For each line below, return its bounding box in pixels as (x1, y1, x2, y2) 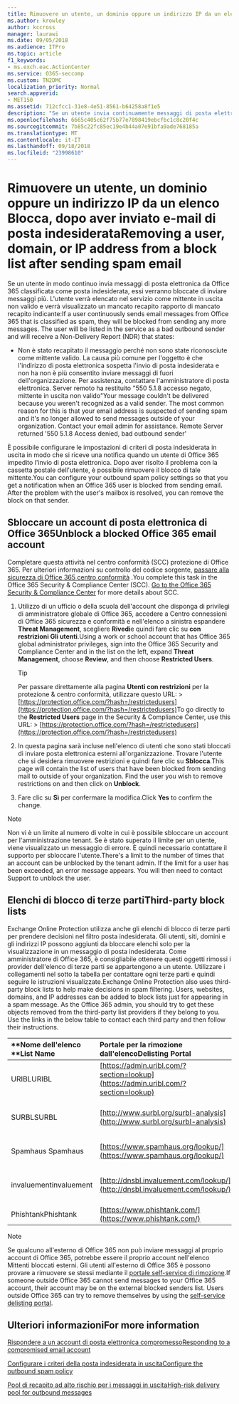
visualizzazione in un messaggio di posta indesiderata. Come (7, 947, 187, 955)
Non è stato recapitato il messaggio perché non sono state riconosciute (17, 346, 228, 355)
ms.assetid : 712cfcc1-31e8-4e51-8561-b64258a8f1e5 (7, 103, 161, 110)
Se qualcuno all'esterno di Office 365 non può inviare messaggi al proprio (7, 1245, 223, 1254)
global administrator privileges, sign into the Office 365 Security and (17, 639, 218, 648)
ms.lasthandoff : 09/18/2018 (7, 143, 91, 150)
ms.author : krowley (7, 17, 65, 24)
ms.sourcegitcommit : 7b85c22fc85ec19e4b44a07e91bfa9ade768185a (7, 122, 199, 130)
